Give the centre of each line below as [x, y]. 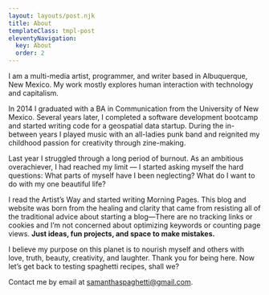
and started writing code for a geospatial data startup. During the [116, 126]
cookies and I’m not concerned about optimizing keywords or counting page [134, 225]
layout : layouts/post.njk [51, 16]
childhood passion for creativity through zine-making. [97, 143]
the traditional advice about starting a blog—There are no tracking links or [130, 217]
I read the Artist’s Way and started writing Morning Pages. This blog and [127, 199]
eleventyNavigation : [43, 38]
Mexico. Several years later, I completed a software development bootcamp [133, 117]
